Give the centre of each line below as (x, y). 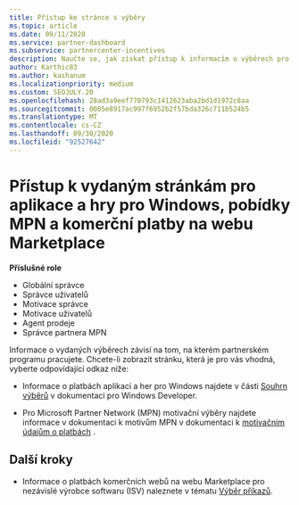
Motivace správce (55, 303)
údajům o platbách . (58, 431)
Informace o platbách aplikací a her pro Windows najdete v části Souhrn (155, 385)
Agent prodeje (49, 323)
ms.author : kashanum (48, 76)
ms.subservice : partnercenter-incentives (87, 51)
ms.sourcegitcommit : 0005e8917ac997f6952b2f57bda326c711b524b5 (129, 109)
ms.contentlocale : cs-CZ (55, 126)
